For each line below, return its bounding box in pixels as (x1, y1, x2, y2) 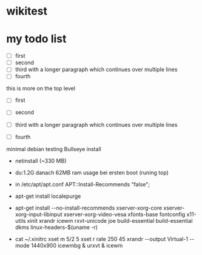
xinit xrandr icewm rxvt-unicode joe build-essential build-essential (27, 217, 193, 224)
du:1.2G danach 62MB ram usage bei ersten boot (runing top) (15, 169, 169, 176)
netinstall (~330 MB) (15, 157, 67, 165)
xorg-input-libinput (15, 211, 62, 218)
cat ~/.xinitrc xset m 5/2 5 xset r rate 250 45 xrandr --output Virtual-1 (15, 235, 188, 242)
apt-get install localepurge (15, 192, 81, 200)
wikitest (6, 4, 47, 18)
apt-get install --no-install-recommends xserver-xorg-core (15, 204, 163, 211)
